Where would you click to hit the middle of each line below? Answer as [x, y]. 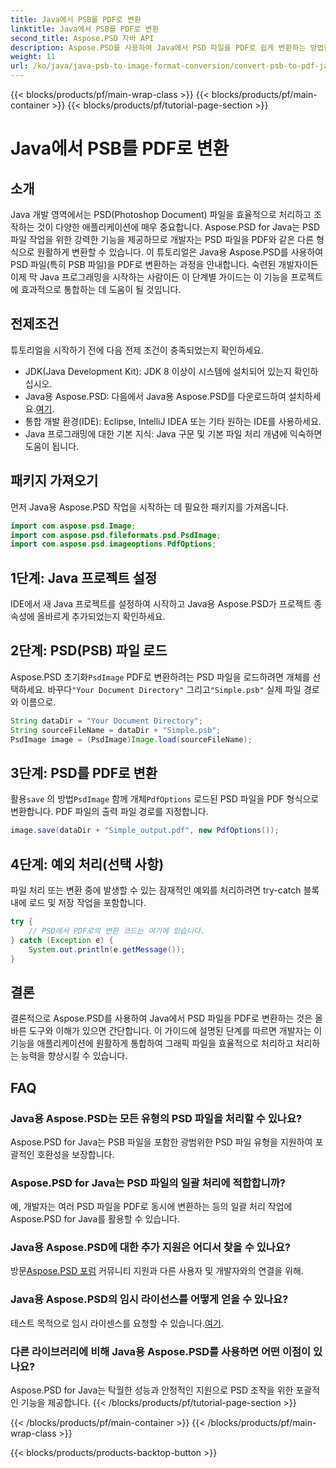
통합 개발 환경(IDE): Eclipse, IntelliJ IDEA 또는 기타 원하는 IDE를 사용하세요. [173, 421]
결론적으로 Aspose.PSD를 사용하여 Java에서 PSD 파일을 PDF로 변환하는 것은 [161, 1018]
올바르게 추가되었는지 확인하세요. [101, 617]
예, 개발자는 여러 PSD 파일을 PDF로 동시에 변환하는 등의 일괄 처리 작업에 [151, 1207]
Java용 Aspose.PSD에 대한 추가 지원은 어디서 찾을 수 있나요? [151, 1248]
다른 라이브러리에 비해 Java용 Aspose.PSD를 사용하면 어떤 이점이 [161, 1351]
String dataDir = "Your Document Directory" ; [106, 721]
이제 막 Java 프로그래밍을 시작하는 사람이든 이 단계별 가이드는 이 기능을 [149, 277]
